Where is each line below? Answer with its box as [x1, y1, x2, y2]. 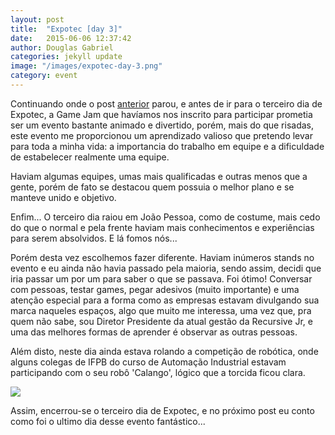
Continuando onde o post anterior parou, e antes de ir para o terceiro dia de [10, 97, 323, 110]
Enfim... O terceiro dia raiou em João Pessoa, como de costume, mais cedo [10, 211, 321, 223]
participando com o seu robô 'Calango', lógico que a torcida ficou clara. [10, 366, 306, 378]
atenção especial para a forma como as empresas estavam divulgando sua [10, 294, 320, 306]
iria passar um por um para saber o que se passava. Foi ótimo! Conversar [10, 272, 313, 285]
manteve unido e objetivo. [10, 191, 117, 203]
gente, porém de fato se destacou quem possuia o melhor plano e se [10, 181, 295, 193]
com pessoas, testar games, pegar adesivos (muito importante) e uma [10, 283, 300, 295]
